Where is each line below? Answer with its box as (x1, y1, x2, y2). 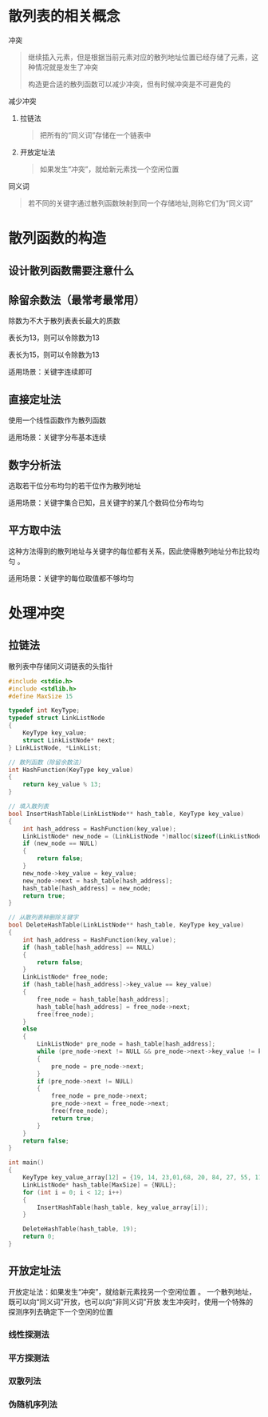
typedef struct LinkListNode (8, 714, 105, 723)
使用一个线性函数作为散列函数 (8, 415, 106, 425)
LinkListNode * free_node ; (22, 973, 109, 981)
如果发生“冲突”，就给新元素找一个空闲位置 (39, 164, 179, 174)
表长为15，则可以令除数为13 (8, 350, 100, 360)
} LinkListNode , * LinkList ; (8, 743, 102, 752)
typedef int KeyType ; (8, 706, 81, 715)
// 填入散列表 (8, 803, 49, 811)
